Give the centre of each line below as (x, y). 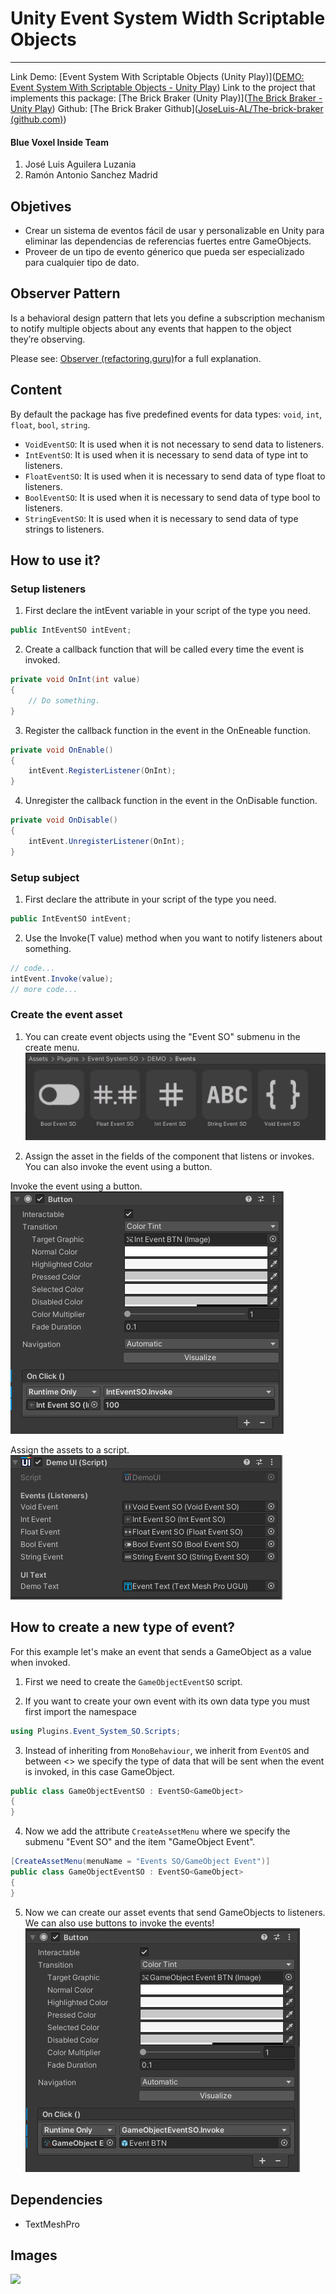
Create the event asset (66, 1015)
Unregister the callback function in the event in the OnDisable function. (171, 801)
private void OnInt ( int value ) (75, 680)
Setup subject (45, 877)
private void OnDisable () (64, 820)
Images (34, 2255)
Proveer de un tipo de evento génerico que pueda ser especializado (164, 251)
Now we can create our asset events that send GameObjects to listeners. (175, 1912)
